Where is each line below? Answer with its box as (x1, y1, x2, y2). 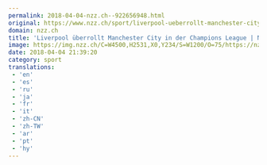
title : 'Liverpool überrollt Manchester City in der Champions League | (8, 33, 254, 42)
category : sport (8, 56, 62, 64)
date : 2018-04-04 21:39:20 (8, 48, 98, 56)
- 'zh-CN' (11, 115, 44, 123)
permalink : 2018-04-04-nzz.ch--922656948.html (8, 11, 165, 20)
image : (8, 41, 30, 49)
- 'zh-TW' (11, 122, 44, 130)
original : (8, 19, 41, 27)
